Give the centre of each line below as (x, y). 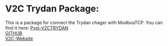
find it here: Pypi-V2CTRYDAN (37, 27)
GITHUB (14, 33)
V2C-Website (19, 38)
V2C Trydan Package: (52, 9)
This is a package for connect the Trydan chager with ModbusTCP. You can (84, 22)
